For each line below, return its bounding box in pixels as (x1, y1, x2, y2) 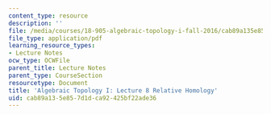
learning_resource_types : (8, 42, 95, 50)
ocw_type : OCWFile (8, 57, 70, 65)
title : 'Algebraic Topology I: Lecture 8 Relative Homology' (8, 86, 219, 95)
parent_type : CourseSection (8, 71, 103, 79)
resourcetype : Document (8, 79, 89, 87)
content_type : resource (8, 11, 89, 20)
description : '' (8, 19, 63, 27)
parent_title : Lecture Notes (8, 64, 106, 72)
